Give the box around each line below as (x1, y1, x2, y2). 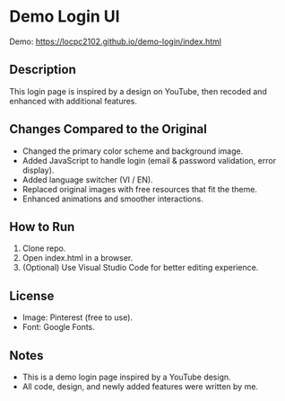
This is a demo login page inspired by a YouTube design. (22, 371, 231, 382)
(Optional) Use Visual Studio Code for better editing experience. (22, 263, 259, 273)
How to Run (9, 218, 75, 235)
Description (9, 62, 76, 77)
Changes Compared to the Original (9, 121, 208, 137)
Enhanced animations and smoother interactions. (22, 193, 203, 204)
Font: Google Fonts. (22, 322, 96, 333)
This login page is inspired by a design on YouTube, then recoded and (9, 85, 267, 96)
